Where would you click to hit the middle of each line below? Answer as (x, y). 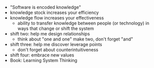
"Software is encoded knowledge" (45, 7)
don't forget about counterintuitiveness (58, 50)
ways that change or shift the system (56, 28)
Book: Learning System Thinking (44, 60)
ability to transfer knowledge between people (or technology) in (83, 23)
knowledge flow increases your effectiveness (57, 18)
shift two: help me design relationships (50, 34)
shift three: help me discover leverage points (56, 44)
